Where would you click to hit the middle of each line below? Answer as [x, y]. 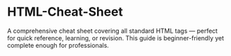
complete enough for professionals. [58, 45]
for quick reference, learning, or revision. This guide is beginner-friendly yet [115, 38]
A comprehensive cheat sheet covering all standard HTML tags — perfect [112, 31]
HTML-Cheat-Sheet [65, 12]
